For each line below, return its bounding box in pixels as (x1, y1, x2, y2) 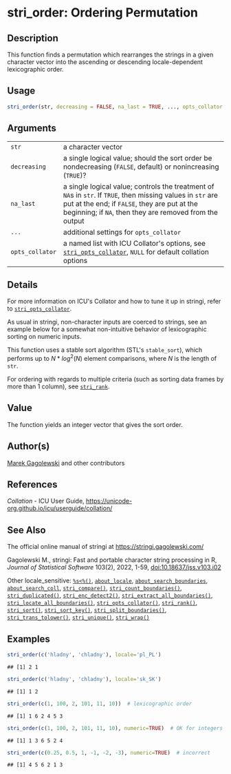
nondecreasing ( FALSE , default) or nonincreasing (63, 162, 219, 171)
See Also (7, 524, 46, 536)
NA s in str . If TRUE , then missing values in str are (63, 190, 219, 200)
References (7, 479, 58, 490)
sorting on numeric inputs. (7, 333, 82, 341)
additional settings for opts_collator (63, 227, 181, 237)
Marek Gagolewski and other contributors (7, 459, 125, 467)
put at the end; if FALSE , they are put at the (63, 198, 198, 208)
